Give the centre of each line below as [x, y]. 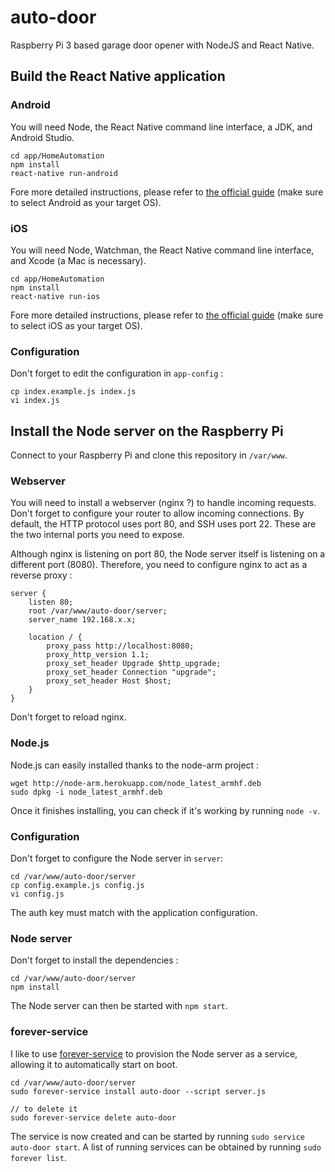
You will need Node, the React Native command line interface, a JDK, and [161, 127]
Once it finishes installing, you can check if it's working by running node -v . [165, 810]
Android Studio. [42, 137]
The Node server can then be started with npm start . [119, 1006]
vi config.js [37, 894]
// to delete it [44, 1109]
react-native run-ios [55, 296]
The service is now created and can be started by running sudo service [157, 1136]
